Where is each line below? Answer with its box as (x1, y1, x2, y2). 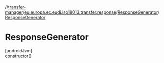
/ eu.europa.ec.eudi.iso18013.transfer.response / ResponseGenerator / (23, 9, 160, 15)
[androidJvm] (5, 47, 33, 53)
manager (5, 9, 23, 15)
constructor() (5, 53, 32, 59)
